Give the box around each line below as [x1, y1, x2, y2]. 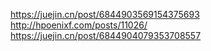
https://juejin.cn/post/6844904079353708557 [10, 30, 202, 41]
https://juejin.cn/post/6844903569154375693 [10, 9, 200, 20]
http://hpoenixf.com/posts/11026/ [10, 19, 148, 31]
